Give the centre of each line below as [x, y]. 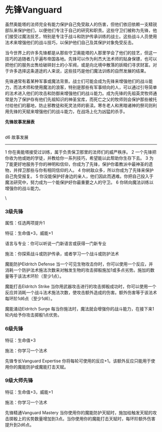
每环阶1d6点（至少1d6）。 [30, 299]
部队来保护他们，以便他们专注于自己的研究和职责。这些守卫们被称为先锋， [79, 30]
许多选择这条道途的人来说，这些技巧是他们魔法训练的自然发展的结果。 [79, 71]
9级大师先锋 [19, 381]
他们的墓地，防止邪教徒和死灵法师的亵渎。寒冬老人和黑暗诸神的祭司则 [83, 105]
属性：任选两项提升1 [25, 223]
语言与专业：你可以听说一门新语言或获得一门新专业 [56, 244]
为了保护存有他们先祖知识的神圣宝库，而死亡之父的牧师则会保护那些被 [83, 99]
